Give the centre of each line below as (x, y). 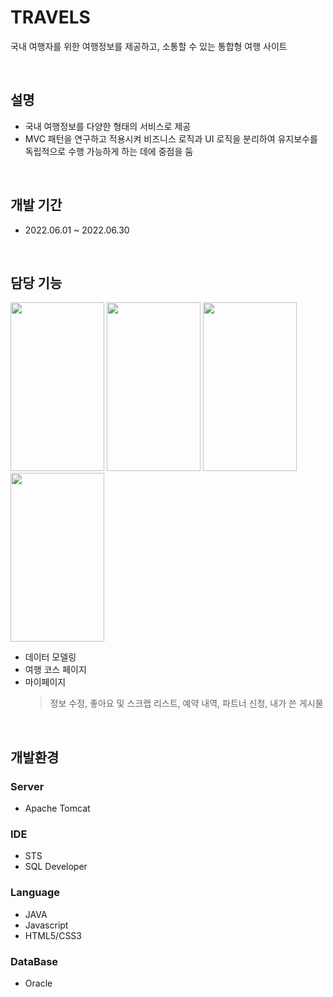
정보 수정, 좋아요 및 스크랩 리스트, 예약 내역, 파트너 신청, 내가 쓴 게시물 (186, 703)
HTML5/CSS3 (53, 935)
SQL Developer (56, 867)
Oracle (38, 983)
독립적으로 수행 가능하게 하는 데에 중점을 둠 (109, 151)
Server (27, 786)
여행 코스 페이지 (55, 670)
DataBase (34, 961)
